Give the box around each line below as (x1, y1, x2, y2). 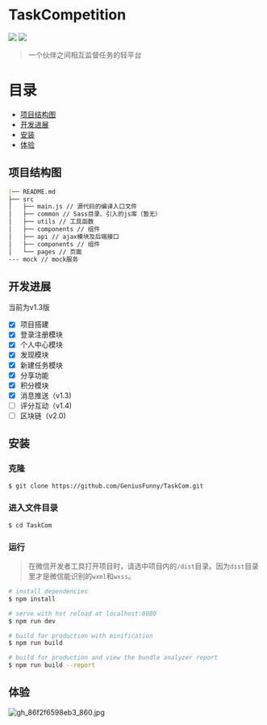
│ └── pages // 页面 (8, 248, 82, 256)
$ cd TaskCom (8, 521, 52, 530)
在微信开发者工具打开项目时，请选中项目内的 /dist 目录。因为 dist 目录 (27, 561, 260, 571)
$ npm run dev (8, 617, 56, 625)
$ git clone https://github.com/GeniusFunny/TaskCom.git (8, 482, 204, 490)
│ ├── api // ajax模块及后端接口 (8, 233, 119, 241)
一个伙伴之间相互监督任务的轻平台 (27, 50, 142, 60)
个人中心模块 (19, 340, 63, 350)
